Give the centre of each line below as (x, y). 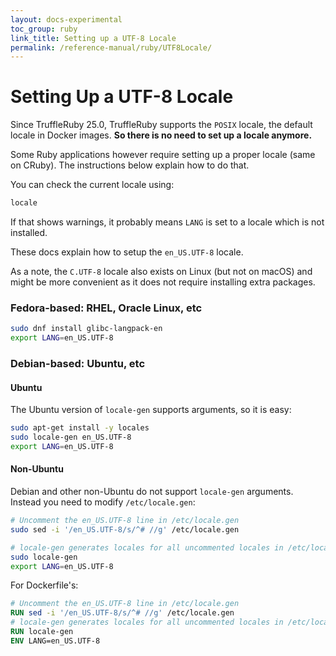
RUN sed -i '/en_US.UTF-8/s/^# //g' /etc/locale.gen (122, 613)
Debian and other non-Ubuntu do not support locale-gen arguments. (152, 492)
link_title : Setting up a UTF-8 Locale (93, 38)
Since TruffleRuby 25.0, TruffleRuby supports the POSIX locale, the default (161, 125)
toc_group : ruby (44, 29)
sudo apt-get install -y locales (80, 428)
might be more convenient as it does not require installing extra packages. (163, 282)
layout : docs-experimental (66, 19)
